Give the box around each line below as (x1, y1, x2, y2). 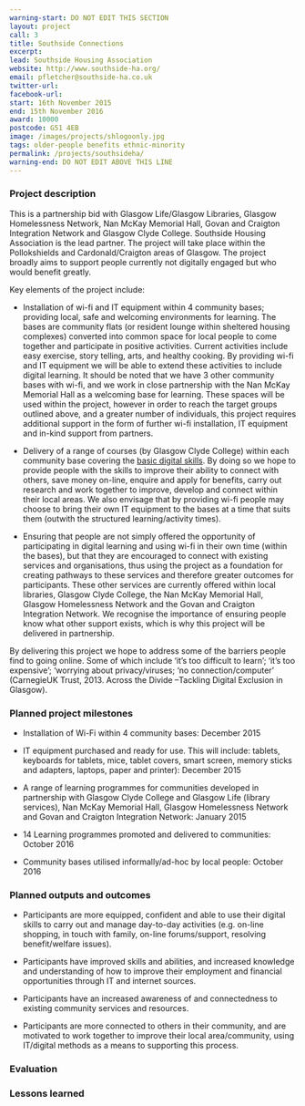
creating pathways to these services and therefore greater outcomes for (22, 569, 294, 580)
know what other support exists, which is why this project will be (22, 617, 266, 629)
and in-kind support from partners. (22, 428, 154, 439)
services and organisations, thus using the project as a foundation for (22, 560, 284, 571)
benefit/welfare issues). (22, 938, 112, 949)
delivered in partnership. (22, 627, 116, 638)
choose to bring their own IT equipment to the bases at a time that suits (22, 503, 291, 514)
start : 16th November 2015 (9, 98, 112, 108)
